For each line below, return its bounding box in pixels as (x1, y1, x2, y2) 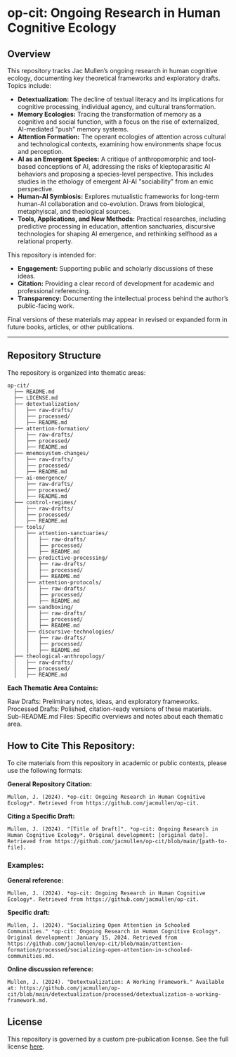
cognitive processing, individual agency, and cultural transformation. (17, 103, 216, 110)
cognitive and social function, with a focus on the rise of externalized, (17, 117, 220, 126)
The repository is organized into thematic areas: (7, 368, 146, 377)
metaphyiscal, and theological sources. (17, 207, 131, 215)
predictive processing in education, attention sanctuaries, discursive (17, 222, 216, 230)
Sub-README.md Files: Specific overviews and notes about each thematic (7, 712, 223, 720)
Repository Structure (7, 350, 102, 361)
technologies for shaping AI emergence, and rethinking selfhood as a (17, 230, 218, 238)
